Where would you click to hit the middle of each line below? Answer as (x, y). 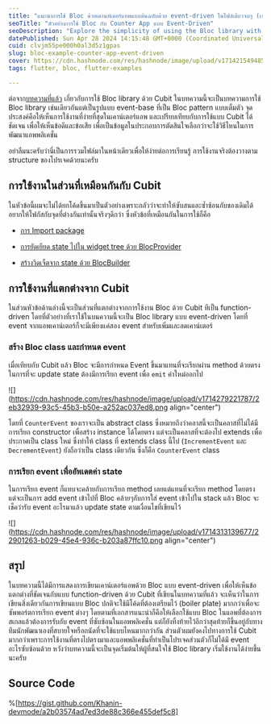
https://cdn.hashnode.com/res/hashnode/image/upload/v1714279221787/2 (135, 398)
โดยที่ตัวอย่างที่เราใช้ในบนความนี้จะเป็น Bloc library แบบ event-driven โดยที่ (140, 317)
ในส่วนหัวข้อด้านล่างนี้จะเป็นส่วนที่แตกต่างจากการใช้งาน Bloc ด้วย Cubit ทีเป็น (114, 308)
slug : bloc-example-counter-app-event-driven (86, 53)
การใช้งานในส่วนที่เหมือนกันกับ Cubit (85, 186)
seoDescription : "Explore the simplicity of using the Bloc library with (135, 31)
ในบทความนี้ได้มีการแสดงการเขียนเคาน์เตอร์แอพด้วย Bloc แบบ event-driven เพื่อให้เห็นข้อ (132, 585)
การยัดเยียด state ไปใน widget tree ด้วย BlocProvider (100, 246)
